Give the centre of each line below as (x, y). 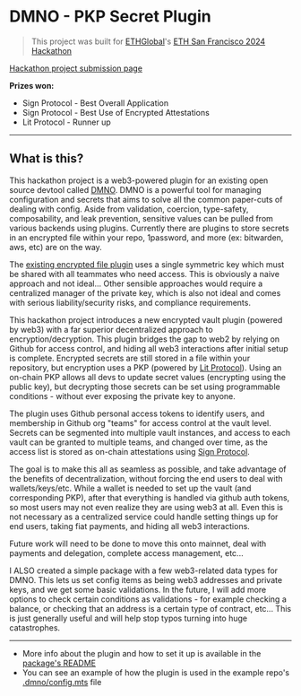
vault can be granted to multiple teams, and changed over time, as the (139, 442)
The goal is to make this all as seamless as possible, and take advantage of (148, 469)
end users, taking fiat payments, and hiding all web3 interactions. (130, 526)
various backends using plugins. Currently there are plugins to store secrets (149, 228)
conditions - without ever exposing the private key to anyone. (122, 396)
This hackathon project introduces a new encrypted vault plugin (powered (146, 319)
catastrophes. (35, 627)
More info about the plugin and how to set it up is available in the (142, 653)
